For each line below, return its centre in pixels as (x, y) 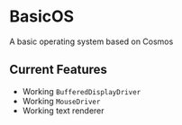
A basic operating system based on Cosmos (91, 41)
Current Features (59, 70)
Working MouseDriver (61, 101)
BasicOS (42, 17)
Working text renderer (64, 111)
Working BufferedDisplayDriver (82, 91)
